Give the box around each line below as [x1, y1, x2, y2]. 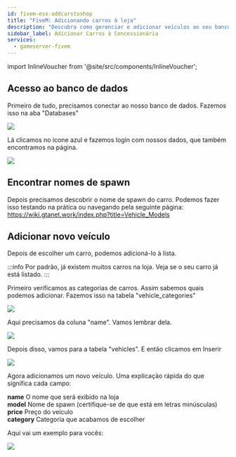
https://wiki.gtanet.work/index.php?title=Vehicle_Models [7, 210, 170, 219]
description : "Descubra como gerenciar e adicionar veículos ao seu [7, 23, 212, 30]
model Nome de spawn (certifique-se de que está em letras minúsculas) [7, 400, 218, 408]
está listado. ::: [7, 270, 50, 278]
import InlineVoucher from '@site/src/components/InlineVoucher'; [7, 63, 198, 70]
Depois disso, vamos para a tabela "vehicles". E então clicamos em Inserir [7, 345, 222, 354]
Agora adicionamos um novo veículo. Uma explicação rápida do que [7, 372, 205, 380]
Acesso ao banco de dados [7, 82, 129, 95]
